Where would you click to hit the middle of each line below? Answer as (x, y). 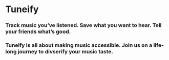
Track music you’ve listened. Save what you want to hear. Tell (83, 25)
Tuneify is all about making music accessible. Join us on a (79, 45)
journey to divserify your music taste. (66, 52)
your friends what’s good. (38, 32)
